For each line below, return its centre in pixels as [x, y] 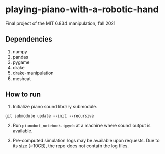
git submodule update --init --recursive [50, 116]
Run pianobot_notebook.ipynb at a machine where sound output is [81, 125]
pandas [21, 57]
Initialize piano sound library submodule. [55, 106]
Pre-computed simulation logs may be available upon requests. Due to [86, 140]
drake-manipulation [33, 73]
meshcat [22, 78]
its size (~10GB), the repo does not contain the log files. [71, 146]
